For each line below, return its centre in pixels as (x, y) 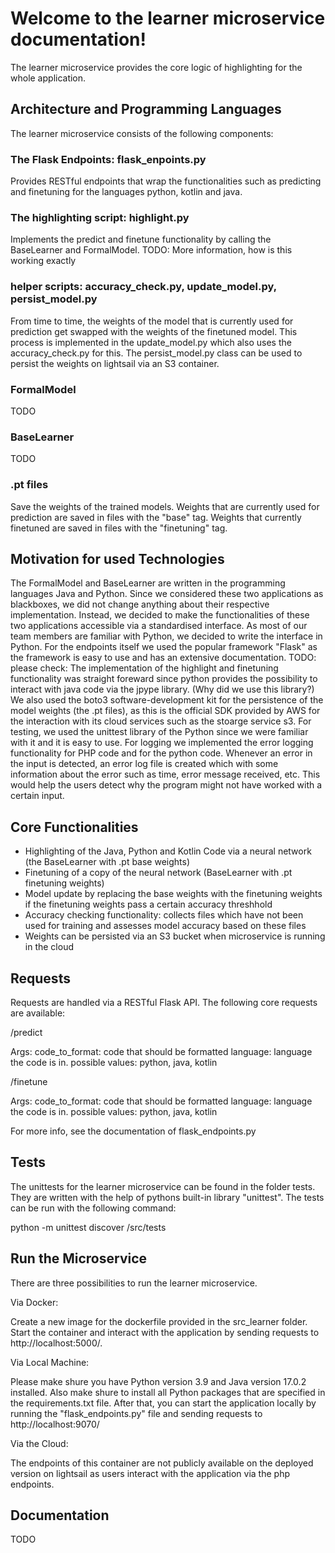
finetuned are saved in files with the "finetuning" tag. (119, 528)
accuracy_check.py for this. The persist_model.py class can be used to (156, 353)
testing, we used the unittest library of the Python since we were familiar (159, 732)
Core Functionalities (74, 827)
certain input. (37, 796)
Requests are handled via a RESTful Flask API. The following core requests (164, 1002)
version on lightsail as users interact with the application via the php (150, 1473)
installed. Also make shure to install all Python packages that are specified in (168, 1392)
